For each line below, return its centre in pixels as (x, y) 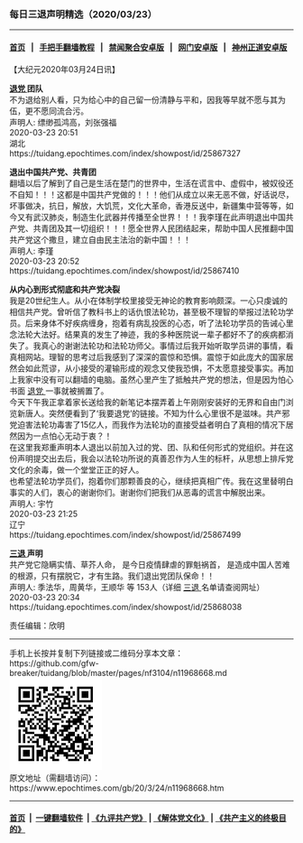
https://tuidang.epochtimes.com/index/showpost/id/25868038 (126, 607)
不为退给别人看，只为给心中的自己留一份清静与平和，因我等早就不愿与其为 (147, 99)
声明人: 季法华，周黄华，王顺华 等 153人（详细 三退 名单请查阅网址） (137, 587)
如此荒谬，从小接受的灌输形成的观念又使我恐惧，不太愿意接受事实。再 (155, 368)
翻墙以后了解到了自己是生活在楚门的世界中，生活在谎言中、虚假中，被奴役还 (151, 183)
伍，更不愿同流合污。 (49, 111)
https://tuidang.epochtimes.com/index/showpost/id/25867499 (125, 534)
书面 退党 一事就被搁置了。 (59, 391)
